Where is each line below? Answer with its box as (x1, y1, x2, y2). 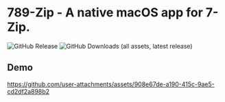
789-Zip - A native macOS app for (7, 5, 204, 21)
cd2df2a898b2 (7, 87, 50, 95)
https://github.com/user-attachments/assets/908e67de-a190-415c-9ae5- (7, 80, 215, 88)
